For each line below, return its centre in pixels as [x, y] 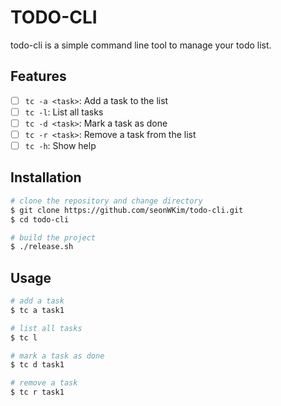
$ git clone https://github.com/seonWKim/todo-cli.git [127, 210]
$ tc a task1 [37, 310]
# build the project [53, 237]
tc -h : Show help [60, 145]
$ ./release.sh [42, 247]
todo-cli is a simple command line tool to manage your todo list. [141, 45]
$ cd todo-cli [40, 219]
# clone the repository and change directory [106, 201]
